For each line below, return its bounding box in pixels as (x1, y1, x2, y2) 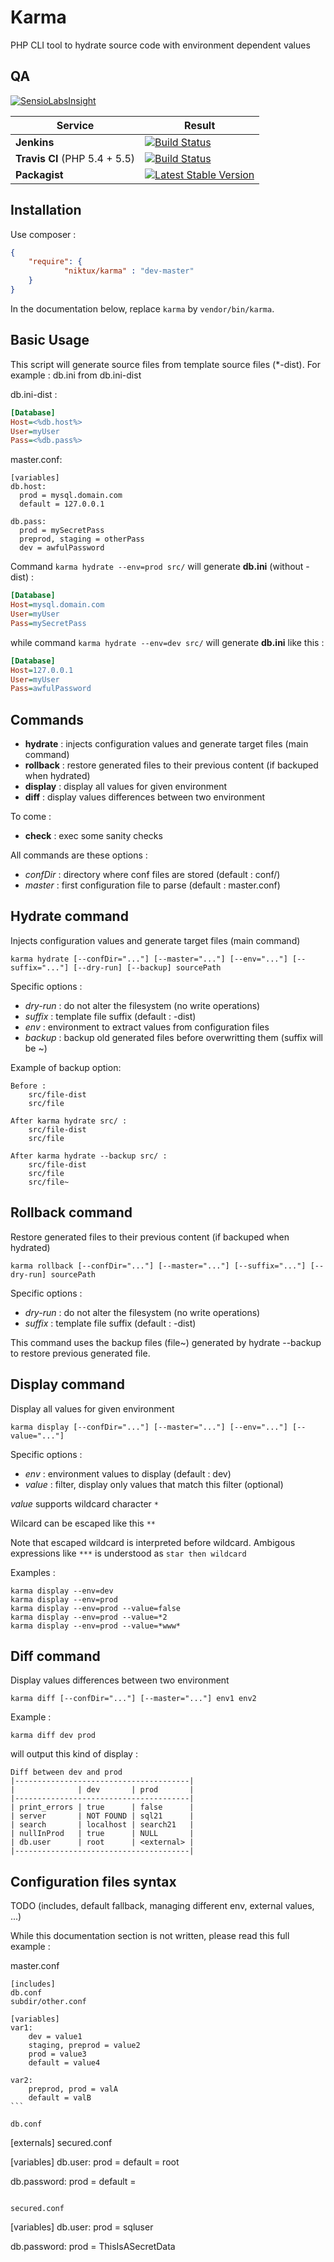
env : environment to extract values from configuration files (24, 1021, 270, 1033)
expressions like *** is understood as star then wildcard (10, 1547, 247, 1559)
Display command (10, 1376, 126, 1393)
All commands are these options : (10, 849, 148, 861)
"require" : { (28, 257, 83, 267)
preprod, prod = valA (28, 2084, 118, 2095)
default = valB (28, 2093, 92, 2103)
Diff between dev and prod (10, 1767, 123, 1778)
